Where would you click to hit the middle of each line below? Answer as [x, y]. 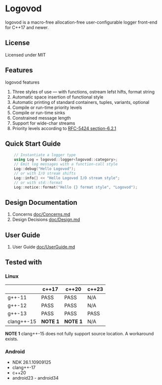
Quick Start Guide [33, 144]
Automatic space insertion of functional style [58, 97]
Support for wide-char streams [44, 123]
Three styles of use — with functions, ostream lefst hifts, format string [83, 92]
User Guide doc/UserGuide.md [44, 247]
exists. [12, 339]
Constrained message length [42, 118]
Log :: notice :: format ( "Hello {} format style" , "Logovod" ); [76, 187]
